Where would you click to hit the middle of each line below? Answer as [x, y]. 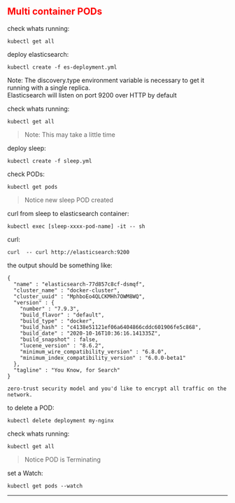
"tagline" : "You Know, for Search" [67, 370]
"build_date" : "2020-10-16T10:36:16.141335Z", [90, 333]
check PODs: [26, 174]
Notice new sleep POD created [69, 200]
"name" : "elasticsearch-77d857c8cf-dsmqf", [79, 284]
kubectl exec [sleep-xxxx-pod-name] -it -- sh [76, 226]
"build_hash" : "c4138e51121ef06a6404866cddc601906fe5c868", [111, 327]
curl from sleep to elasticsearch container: [68, 213]
